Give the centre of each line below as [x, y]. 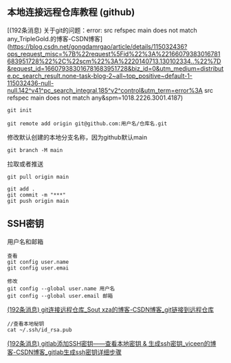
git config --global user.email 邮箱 [60, 296]
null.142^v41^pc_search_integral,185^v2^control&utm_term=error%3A [105, 90]
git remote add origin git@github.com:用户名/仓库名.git [87, 123]
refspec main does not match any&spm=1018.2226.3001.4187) [95, 98]
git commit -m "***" [37, 195]
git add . [21, 189]
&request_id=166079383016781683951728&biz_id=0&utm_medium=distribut [115, 68]
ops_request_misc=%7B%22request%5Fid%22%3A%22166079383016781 [114, 54]
